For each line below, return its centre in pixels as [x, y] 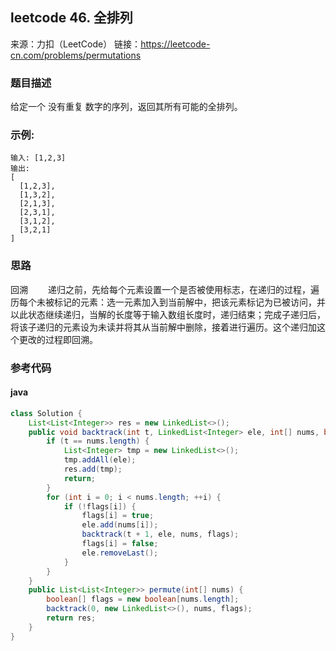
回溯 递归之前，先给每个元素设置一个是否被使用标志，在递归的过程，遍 [165, 289]
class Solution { [46, 413]
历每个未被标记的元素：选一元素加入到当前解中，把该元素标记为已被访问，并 [168, 302]
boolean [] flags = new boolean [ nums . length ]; [143, 599]
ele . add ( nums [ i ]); [120, 525]
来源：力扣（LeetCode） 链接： [76, 44]
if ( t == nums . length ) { [98, 441]
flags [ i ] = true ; [118, 516]
